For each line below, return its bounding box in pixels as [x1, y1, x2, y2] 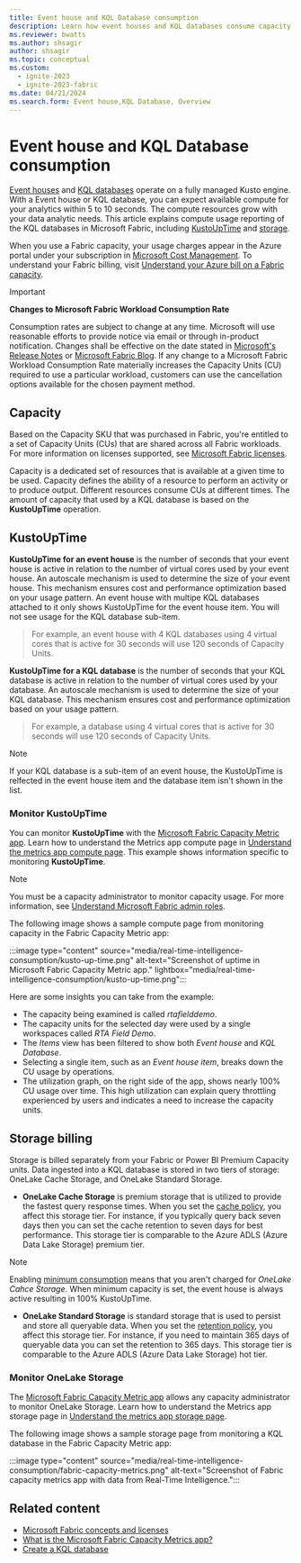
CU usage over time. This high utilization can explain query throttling [22, 1086, 277, 1096]
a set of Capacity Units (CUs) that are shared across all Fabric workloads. [9, 439, 281, 450]
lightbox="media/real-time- [154, 965, 256, 976]
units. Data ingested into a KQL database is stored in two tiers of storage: [9, 1164, 280, 1176]
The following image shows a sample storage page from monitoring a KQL [9, 1429, 284, 1440]
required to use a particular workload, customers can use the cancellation [9, 369, 283, 380]
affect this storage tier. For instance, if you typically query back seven [22, 1211, 281, 1222]
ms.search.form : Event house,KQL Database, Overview [9, 96, 211, 106]
